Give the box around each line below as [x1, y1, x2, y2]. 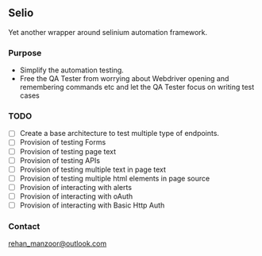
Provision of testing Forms [19, 138, 106, 147]
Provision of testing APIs [19, 155, 101, 165]
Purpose [8, 47, 42, 58]
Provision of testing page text [19, 146, 117, 156]
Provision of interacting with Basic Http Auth [19, 200, 165, 210]
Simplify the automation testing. [19, 65, 125, 75]
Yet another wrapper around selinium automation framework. [8, 27, 208, 37]
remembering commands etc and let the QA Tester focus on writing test [19, 83, 255, 92]
